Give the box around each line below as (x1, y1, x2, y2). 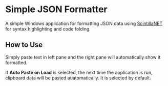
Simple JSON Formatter (5, 4, 108, 15)
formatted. (5, 60, 28, 66)
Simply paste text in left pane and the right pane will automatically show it (5, 54, 161, 60)
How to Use (5, 41, 43, 49)
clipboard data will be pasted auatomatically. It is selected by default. (5, 75, 151, 81)
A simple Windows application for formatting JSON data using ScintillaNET (5, 20, 163, 26)
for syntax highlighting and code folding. (5, 25, 91, 32)
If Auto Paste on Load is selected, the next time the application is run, (5, 69, 153, 75)
